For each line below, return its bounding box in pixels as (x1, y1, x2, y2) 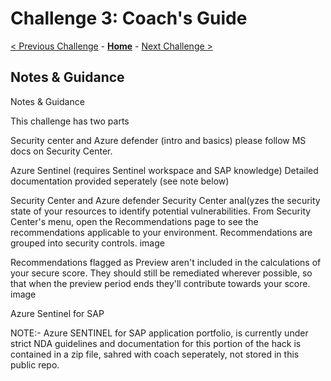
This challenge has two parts (10, 115, 130, 127)
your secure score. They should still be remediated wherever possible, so (10, 267, 313, 279)
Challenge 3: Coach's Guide (10, 7, 248, 30)
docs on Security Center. (10, 145, 113, 157)
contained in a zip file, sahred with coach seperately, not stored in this (10, 348, 300, 360)
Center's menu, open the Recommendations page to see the (10, 215, 259, 227)
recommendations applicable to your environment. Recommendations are (10, 226, 313, 238)
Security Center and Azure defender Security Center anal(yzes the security (10, 194, 321, 206)
